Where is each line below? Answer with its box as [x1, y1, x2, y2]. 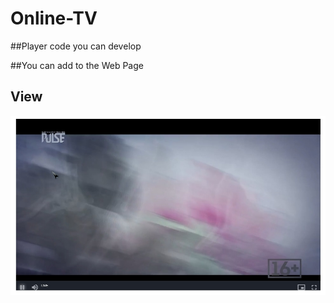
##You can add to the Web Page [10, 59, 144, 71]
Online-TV [10, 7, 98, 30]
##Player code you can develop [10, 40, 142, 52]
